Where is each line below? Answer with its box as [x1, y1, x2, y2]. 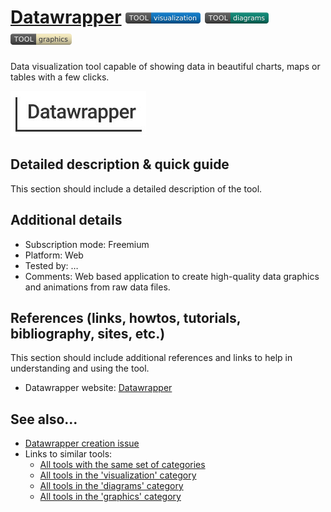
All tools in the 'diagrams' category [39, 480, 184, 492]
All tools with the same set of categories [39, 459, 206, 471]
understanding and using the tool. [10, 362, 150, 375]
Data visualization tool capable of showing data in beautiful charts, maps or [10, 60, 321, 72]
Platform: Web [24, 249, 84, 261]
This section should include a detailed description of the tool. [10, 182, 263, 195]
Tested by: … [24, 259, 79, 271]
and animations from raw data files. [24, 281, 171, 293]
